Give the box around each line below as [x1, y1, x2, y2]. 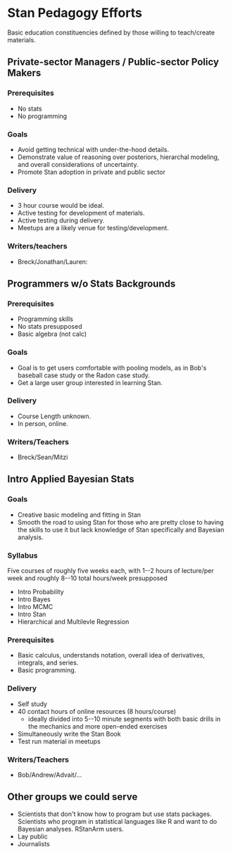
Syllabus [7, 551, 38, 560]
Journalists [17, 839, 51, 848]
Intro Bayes [17, 595, 51, 603]
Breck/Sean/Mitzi [17, 453, 68, 462]
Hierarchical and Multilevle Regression [17, 617, 130, 626]
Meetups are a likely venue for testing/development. [17, 224, 169, 232]
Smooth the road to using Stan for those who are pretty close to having [17, 517, 224, 526]
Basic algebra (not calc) [17, 329, 87, 339]
